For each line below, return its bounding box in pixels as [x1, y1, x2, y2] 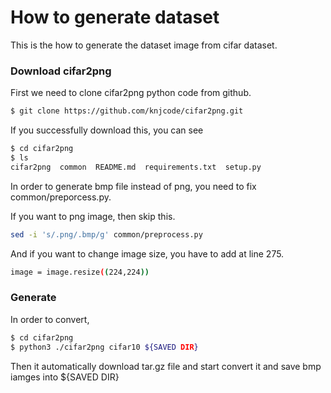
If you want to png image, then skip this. [10, 210, 176, 222]
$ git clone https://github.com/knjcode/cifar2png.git [10, 106, 244, 116]
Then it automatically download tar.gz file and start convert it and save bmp [10, 360, 322, 372]
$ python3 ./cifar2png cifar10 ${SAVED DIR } [10, 342, 199, 352]
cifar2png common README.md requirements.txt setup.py [10, 162, 262, 172]
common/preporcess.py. [10, 191, 112, 203]
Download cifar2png [10, 64, 112, 78]
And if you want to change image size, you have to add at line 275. [10, 247, 285, 260]
